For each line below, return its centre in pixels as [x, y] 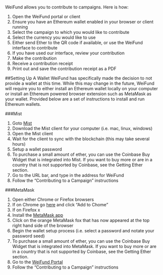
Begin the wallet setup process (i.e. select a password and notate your [83, 231]
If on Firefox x [26, 210]
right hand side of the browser [43, 225]
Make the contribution [35, 58]
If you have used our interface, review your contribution [68, 53]
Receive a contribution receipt [43, 63]
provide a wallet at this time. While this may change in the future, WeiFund [80, 83]
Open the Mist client [33, 134]
